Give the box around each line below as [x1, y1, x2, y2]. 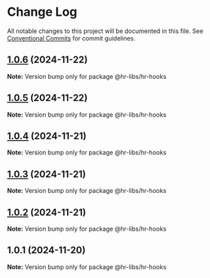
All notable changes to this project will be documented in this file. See [7, 27, 204, 35]
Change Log [7, 4, 77, 20]
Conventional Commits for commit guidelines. [7, 34, 135, 42]
